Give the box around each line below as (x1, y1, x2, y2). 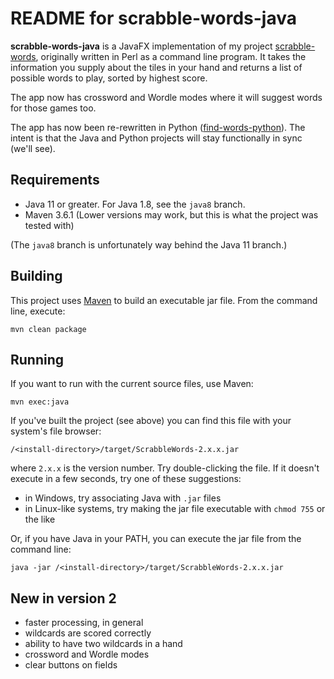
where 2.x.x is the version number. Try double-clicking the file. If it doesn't (10, 462, 320, 474)
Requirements (10, 172, 100, 189)
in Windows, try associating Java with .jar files (24, 492, 222, 504)
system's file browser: (10, 425, 102, 437)
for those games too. (10, 102, 97, 114)
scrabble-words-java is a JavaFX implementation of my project (10, 40, 273, 52)
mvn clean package (10, 324, 87, 334)
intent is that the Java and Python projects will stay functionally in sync (10, 132, 303, 144)
